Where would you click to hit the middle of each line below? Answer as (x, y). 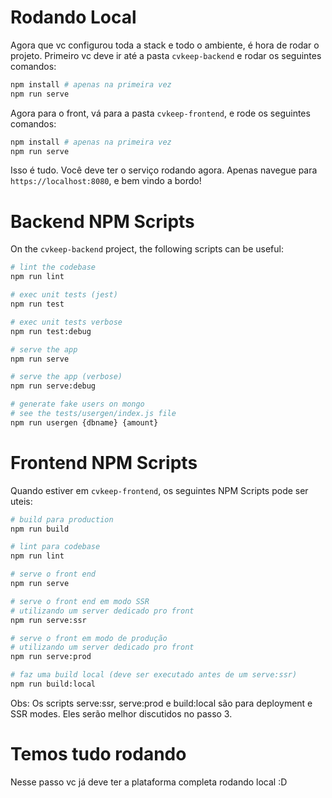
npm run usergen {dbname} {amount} (84, 422)
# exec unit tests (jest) (64, 295)
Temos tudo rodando (98, 754)
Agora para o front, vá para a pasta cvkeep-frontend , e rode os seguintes (160, 113)
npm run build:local (53, 684)
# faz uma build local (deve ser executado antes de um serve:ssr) (154, 675)
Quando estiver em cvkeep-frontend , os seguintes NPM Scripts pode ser (159, 490)
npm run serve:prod (51, 657)
